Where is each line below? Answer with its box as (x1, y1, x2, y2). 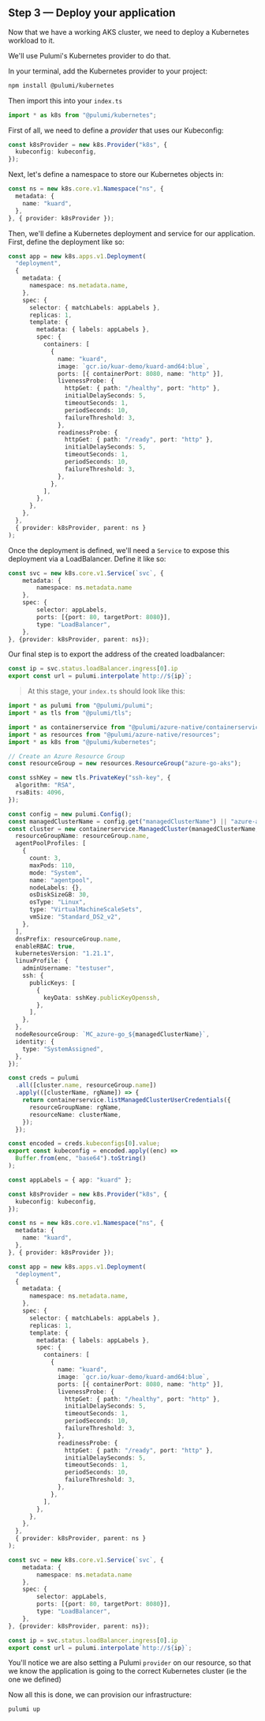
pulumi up (8, 1705, 41, 1713)
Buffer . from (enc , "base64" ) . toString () (15, 1155, 147, 1163)
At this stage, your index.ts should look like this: (27, 686, 185, 696)
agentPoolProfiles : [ (15, 840, 87, 847)
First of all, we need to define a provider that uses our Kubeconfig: (8, 126, 224, 135)
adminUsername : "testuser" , (22, 964, 114, 972)
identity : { (15, 1038, 55, 1046)
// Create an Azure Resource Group (8, 752, 125, 761)
